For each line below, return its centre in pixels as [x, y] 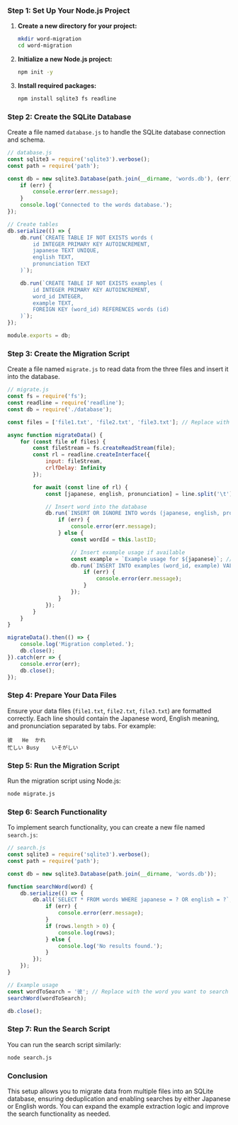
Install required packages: [57, 85]
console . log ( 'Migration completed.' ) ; [77, 644]
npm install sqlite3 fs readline [67, 98]
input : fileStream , [74, 462]
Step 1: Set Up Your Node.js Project [69, 11]
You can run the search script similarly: [64, 1044]
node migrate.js [31, 793]
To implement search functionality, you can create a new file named [106, 827]
